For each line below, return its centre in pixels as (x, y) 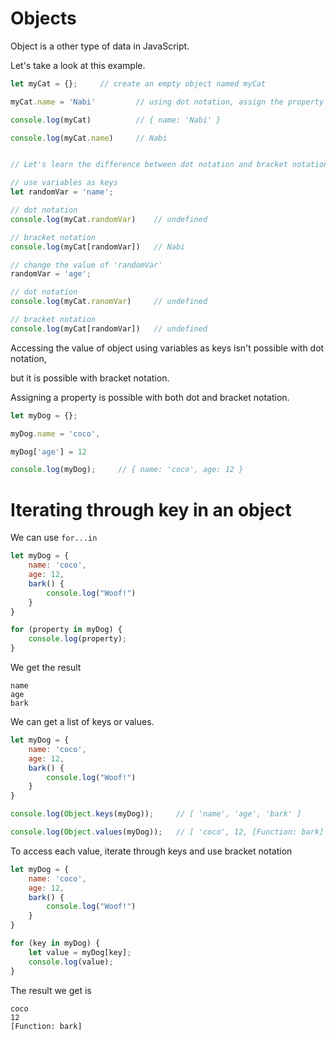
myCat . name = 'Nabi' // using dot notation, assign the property (167, 102)
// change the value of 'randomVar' (86, 265)
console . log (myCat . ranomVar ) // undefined (109, 302)
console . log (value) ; (71, 962)
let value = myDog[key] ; (80, 952)
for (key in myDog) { (55, 943)
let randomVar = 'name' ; (62, 192)
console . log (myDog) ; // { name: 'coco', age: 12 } (127, 470)
